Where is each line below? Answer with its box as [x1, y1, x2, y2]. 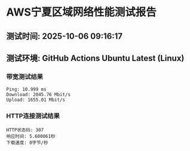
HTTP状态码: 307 [6, 127, 44, 133]
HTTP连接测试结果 [6, 112, 60, 120]
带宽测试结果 [6, 72, 44, 81]
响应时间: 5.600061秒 [6, 133, 56, 139]
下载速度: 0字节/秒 [6, 140, 48, 146]
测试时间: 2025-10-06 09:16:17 [6, 31, 123, 41]
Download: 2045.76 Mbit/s [6, 92, 71, 98]
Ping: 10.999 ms [6, 87, 47, 93]
